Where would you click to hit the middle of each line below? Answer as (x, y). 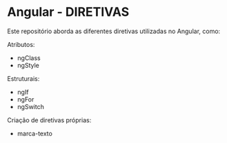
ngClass (29, 58)
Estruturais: (23, 78)
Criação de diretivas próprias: (49, 120)
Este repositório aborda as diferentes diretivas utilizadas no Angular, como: (114, 31)
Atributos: (21, 44)
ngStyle (28, 65)
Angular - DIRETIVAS (68, 12)
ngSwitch (31, 106)
